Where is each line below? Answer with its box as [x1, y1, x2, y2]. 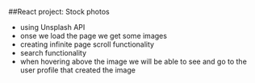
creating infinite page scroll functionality [19, 39, 155, 49]
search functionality [19, 48, 87, 57]
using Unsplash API [19, 23, 86, 31]
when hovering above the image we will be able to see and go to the [19, 56, 248, 66]
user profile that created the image [19, 65, 136, 75]
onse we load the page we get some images [19, 31, 168, 40]
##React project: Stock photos [8, 7, 111, 16]
